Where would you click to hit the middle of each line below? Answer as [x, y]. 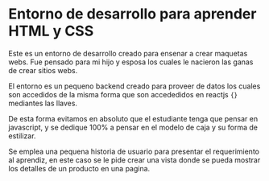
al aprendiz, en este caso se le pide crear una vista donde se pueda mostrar [134, 160]
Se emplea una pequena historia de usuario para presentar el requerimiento [134, 151]
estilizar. [22, 136]
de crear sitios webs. [43, 70]
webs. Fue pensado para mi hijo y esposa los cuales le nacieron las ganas [131, 62]
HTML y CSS [51, 31]
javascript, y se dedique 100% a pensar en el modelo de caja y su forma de [133, 127]
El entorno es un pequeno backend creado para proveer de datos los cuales [134, 86]
